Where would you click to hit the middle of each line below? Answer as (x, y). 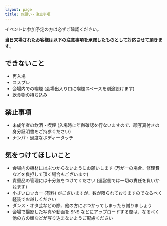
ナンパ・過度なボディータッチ (43, 138)
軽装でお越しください (34, 199)
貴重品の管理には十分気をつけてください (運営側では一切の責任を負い (84, 180)
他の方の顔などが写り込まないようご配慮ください (63, 218)
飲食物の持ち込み (30, 95)
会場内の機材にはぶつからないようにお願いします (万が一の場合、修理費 (86, 168)
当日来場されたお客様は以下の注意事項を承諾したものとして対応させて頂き (82, 40)
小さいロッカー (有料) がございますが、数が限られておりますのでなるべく (87, 193)
